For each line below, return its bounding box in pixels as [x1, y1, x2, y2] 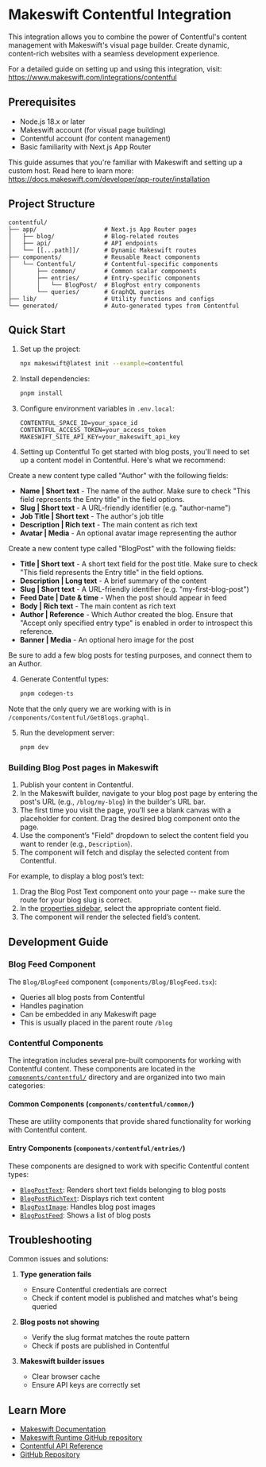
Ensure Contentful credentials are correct [31, 1285, 168, 1295]
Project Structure [8, 197, 95, 211]
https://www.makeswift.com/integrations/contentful [8, 72, 177, 82]
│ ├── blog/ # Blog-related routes [8, 232, 179, 240]
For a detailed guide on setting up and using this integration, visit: [8, 64, 222, 73]
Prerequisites [8, 95, 76, 109]
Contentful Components [8, 1037, 104, 1048]
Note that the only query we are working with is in [8, 705, 172, 713]
